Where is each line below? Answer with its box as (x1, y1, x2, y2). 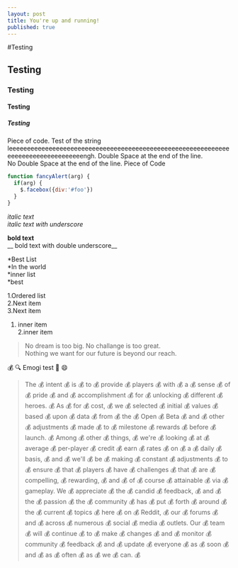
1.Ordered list (7, 291, 46, 300)
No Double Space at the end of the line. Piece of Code (7, 159, 166, 168)
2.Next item (7, 299, 41, 307)
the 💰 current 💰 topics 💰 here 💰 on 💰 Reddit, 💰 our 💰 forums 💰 (24, 508, 218, 516)
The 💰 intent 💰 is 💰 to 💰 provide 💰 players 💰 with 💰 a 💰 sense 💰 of (24, 380, 231, 388)
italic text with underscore (7, 219, 84, 228)
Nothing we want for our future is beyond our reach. (24, 349, 177, 357)
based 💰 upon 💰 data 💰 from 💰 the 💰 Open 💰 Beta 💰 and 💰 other (24, 412, 225, 420)
